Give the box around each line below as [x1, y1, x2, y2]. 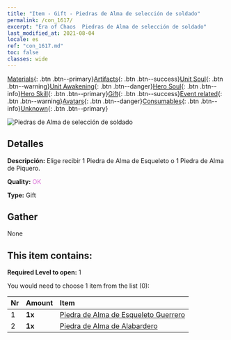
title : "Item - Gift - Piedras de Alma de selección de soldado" [7, 10, 200, 17]
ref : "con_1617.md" [7, 42, 64, 49]
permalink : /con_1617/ [7, 17, 73, 24]
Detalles [7, 138, 44, 150]
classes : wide [7, 56, 49, 63]
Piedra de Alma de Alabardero [59, 321, 158, 331]
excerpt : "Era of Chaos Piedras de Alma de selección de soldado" [7, 23, 207, 30]
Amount [25, 298, 54, 308]
